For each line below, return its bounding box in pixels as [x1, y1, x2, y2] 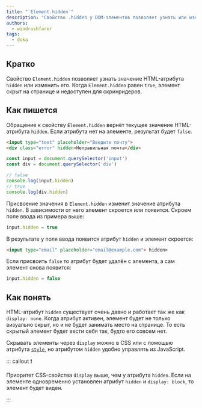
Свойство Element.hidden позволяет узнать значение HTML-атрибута [6, 75, 185, 82]
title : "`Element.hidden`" [6, 8, 74, 15]
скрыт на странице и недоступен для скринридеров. [6, 88, 142, 95]
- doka [11, 37, 28, 43]
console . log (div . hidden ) [6, 189, 69, 195]
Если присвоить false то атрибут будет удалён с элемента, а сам [6, 258, 176, 265]
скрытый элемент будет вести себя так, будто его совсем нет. [6, 327, 167, 335]
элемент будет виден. [6, 385, 63, 392]
